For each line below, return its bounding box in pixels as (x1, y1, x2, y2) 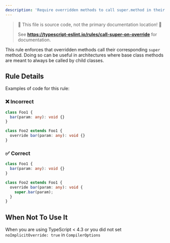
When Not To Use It (5, 213, 68, 222)
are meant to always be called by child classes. (5, 57, 104, 64)
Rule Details (5, 72, 44, 81)
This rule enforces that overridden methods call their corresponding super (5, 46, 160, 52)
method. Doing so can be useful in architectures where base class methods (5, 52, 164, 58)
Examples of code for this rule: (5, 85, 70, 92)
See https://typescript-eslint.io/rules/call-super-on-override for (17, 31, 157, 37)
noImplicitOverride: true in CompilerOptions (5, 232, 101, 238)
